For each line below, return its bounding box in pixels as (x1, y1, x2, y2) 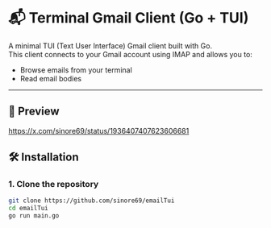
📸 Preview (8, 105, 60, 118)
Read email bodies (19, 73, 82, 83)
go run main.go (8, 212, 60, 220)
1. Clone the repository (8, 179, 99, 190)
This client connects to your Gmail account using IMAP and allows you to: (8, 49, 252, 59)
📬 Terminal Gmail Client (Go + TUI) (8, 9, 249, 27)
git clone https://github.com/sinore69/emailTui (8, 197, 175, 205)
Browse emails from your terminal (19, 64, 133, 75)
